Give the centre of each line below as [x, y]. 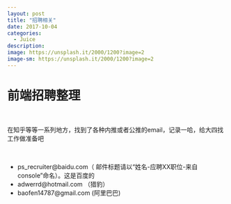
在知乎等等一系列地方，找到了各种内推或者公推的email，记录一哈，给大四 [112, 130]
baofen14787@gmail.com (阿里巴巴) [69, 193]
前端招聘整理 [44, 95]
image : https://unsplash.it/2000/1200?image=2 [76, 53]
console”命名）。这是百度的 [56, 175]
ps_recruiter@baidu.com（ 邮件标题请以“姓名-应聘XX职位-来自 [107, 166]
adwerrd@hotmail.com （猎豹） [63, 184]
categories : [24, 33]
